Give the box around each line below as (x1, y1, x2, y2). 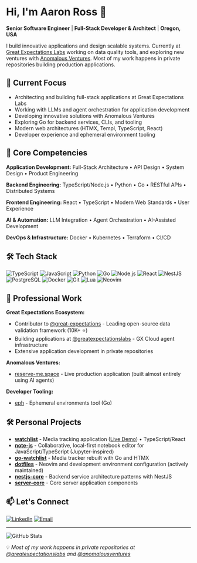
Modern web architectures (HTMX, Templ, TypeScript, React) (14, 124, 163, 131)
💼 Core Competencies (6, 148, 88, 158)
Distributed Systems (6, 187, 55, 194)
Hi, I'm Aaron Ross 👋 (6, 5, 107, 19)
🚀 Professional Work (6, 293, 82, 303)
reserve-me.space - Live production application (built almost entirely (14, 371, 181, 378)
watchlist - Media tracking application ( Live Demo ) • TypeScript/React (14, 436, 186, 442)
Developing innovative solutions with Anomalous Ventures (14, 112, 155, 119)
